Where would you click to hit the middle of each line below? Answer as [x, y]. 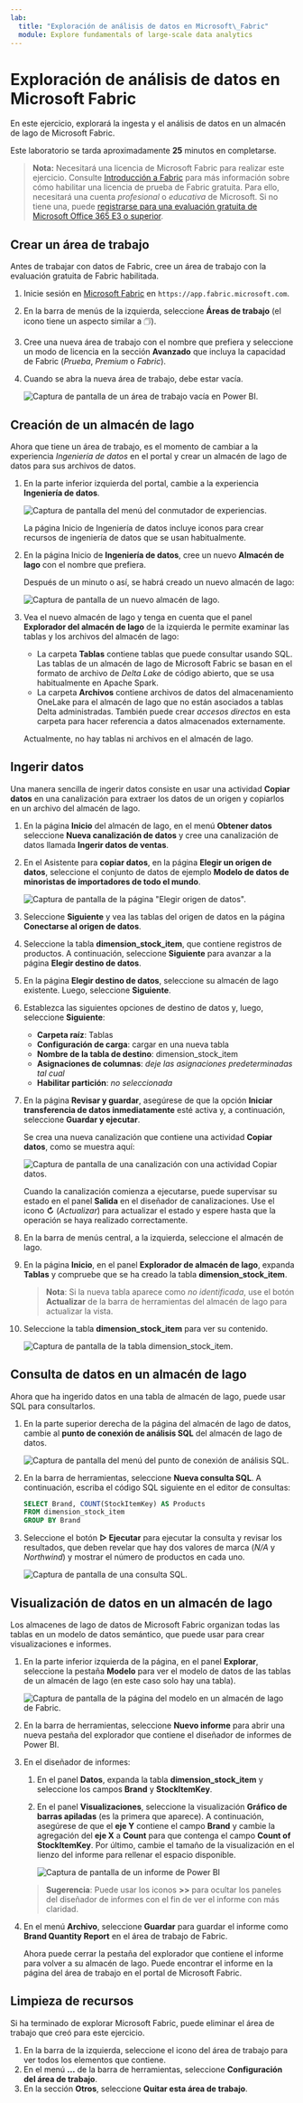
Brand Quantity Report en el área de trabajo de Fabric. [125, 1936]
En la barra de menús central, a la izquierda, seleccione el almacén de [153, 1237]
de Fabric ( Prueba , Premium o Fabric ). [94, 362]
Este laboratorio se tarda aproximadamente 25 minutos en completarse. [143, 151]
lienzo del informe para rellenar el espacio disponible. [137, 1855]
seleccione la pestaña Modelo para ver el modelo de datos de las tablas [157, 1671]
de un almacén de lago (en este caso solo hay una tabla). [129, 1681]
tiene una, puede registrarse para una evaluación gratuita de [145, 207]
